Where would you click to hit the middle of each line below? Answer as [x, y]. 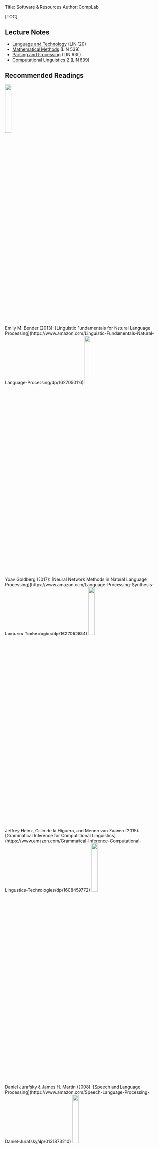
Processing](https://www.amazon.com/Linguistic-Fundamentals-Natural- [79, 333]
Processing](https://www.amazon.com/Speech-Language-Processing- [77, 1092]
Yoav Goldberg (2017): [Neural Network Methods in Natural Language [76, 579]
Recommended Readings [44, 75]
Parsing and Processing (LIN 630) [47, 54]
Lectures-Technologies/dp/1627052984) [46, 634]
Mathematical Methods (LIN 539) [46, 49]
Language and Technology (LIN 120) [49, 44]
